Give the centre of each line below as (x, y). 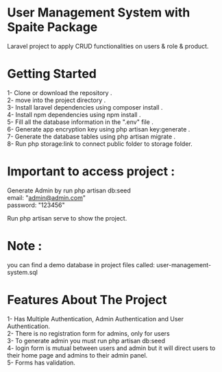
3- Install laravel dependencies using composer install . (85, 107)
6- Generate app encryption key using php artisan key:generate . (99, 129)
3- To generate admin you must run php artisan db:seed (86, 340)
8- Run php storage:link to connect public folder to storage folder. (100, 144)
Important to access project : (91, 172)
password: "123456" (36, 205)
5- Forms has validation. (41, 362)
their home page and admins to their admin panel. (77, 355)
